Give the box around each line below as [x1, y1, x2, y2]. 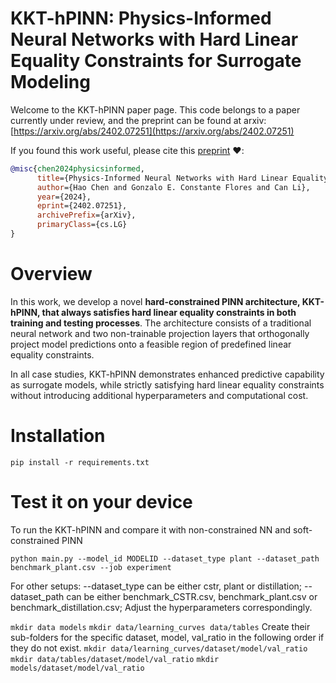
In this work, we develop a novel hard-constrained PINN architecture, [10, 295, 301, 307]
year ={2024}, [36, 192, 92, 202]
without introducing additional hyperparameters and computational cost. [10, 389, 309, 401]
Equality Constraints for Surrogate [10, 50, 302, 72]
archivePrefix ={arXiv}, [36, 210, 137, 221]
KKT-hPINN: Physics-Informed [10, 7, 272, 30]
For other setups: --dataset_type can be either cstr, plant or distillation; [10, 580, 303, 592]
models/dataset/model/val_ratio [10, 663, 145, 673]
